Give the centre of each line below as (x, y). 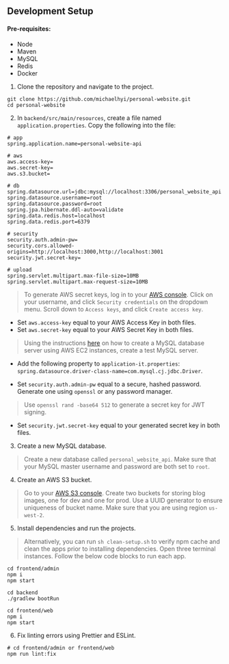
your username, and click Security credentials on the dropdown (116, 302)
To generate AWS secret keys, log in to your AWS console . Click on (118, 294)
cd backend (23, 593)
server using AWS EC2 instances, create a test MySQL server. (111, 350)
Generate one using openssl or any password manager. (95, 391)
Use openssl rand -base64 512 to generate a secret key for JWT (114, 405)
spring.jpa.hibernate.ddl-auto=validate (66, 210)
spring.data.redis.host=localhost (56, 215)
